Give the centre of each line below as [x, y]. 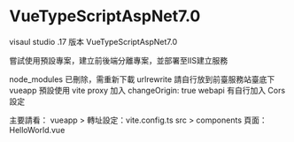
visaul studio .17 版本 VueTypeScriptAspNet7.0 [93, 41]
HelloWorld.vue [37, 130]
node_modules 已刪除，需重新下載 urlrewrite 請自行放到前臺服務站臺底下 [142, 79]
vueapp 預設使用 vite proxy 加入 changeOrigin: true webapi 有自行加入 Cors [147, 90]
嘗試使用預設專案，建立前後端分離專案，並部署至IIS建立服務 [119, 60]
